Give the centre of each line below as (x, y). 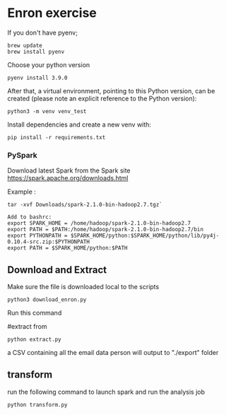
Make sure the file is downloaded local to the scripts (83, 287)
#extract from (27, 327)
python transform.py (38, 404)
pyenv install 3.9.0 (38, 78)
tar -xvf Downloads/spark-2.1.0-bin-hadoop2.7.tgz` (85, 205)
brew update (25, 45)
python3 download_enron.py (47, 300)
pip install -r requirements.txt (56, 137)
